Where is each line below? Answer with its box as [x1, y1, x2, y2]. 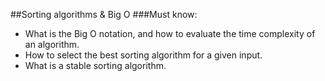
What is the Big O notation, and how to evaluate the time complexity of [24, 28, 316, 39]
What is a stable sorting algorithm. [24, 60, 167, 71]
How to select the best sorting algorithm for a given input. [24, 49, 263, 61]
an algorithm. [24, 39, 80, 50]
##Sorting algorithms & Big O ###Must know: [10, 9, 198, 20]
